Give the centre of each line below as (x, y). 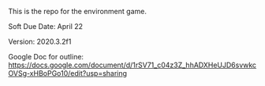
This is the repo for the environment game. (78, 11)
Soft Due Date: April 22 (46, 26)
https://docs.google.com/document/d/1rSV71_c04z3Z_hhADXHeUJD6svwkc (132, 65)
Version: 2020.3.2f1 (40, 41)
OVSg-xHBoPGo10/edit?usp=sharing (68, 73)
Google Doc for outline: (46, 57)
